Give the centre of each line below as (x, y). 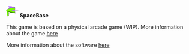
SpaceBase (34, 15)
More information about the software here (58, 45)
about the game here (32, 33)
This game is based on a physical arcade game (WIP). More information (95, 27)
